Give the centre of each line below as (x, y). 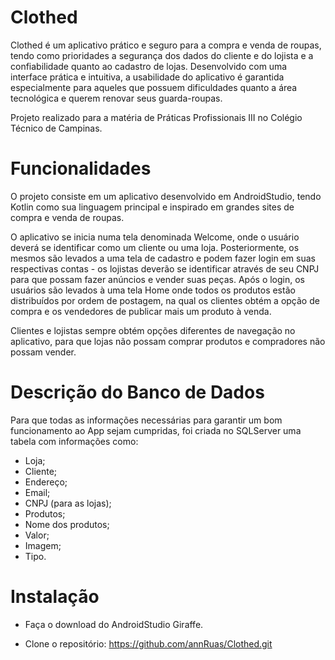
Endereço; (46, 482)
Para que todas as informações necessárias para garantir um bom (146, 420)
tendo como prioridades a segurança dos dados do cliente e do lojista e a (162, 55)
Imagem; (43, 545)
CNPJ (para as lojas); (68, 503)
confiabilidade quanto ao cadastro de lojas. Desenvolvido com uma (149, 66)
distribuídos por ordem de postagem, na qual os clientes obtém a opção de (165, 300)
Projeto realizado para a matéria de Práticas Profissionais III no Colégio (156, 117)
